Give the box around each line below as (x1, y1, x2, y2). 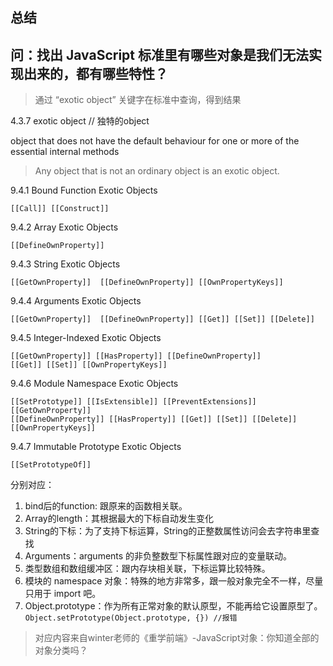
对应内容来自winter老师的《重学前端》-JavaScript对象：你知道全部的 (34, 632, 320, 644)
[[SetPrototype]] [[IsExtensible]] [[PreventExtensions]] (10, 397, 257, 407)
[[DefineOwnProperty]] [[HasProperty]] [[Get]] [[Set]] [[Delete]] (10, 414, 298, 425)
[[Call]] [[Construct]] (10, 204, 110, 214)
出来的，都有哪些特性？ (23, 65, 168, 82)
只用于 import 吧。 (24, 588, 102, 600)
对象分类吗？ (34, 644, 88, 657)
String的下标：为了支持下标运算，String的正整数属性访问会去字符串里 (24, 525, 312, 537)
